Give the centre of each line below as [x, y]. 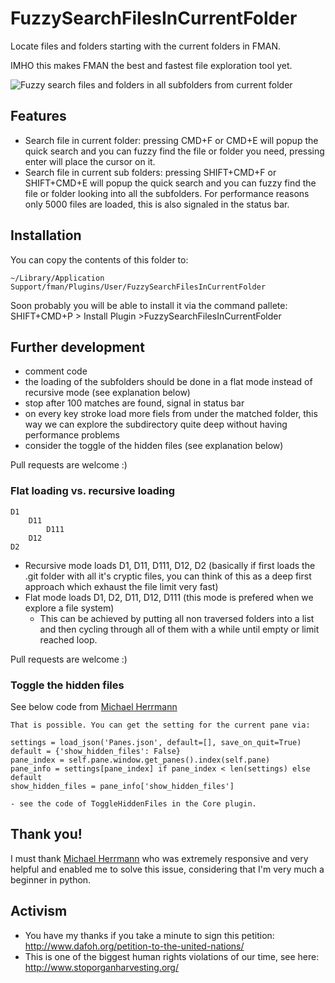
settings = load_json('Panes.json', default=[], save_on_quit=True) [156, 742]
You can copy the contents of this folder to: [99, 259]
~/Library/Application [57, 278]
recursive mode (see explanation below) [107, 393]
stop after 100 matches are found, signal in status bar [134, 403]
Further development [77, 347]
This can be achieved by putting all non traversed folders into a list [177, 618]
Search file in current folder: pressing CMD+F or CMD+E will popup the [171, 140]
